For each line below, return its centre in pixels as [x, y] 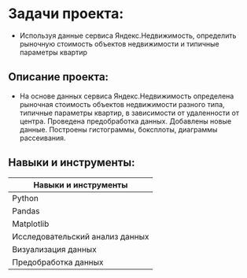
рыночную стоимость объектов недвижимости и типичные [119, 43]
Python [26, 198]
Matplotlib [31, 224]
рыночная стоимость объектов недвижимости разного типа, [122, 104]
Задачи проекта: [66, 14]
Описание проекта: [58, 77]
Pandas [26, 211]
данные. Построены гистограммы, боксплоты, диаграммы [118, 129]
